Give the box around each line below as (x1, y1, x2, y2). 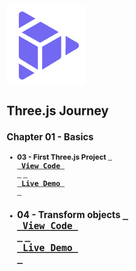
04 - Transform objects (16, 208, 121, 220)
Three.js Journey (6, 103, 109, 119)
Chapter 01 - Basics (6, 131, 94, 143)
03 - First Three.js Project (16, 152, 107, 162)
